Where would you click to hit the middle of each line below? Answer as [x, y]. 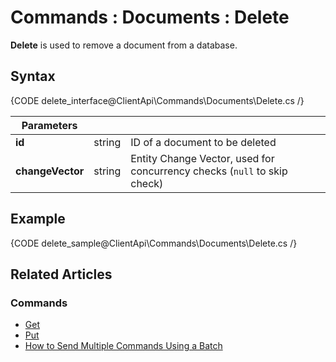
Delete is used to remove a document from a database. [124, 45]
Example [38, 219]
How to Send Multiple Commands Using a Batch [123, 346]
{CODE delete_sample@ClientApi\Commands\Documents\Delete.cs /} [154, 243]
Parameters [49, 125]
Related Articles [61, 274]
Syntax [33, 76]
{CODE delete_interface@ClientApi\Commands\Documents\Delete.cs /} [157, 100]
